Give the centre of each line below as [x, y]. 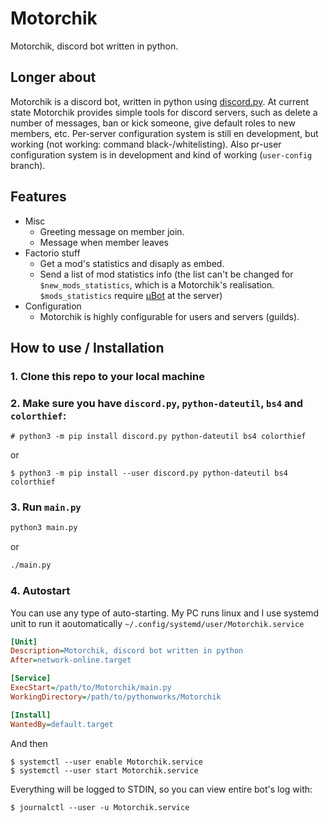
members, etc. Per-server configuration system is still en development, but [164, 133]
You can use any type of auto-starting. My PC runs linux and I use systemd [165, 613]
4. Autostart [40, 591]
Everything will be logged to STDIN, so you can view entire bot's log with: [161, 789]
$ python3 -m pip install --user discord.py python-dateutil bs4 [149, 473]
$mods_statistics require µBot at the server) [131, 295]
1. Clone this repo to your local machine [107, 376]
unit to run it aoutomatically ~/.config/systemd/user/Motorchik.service [157, 623]
